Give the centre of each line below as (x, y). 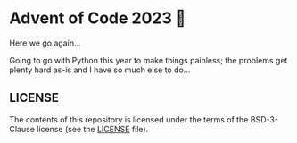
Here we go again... (45, 43)
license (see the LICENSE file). (93, 129)
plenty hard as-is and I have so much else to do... (100, 70)
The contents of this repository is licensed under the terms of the (129, 119)
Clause (22, 129)
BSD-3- (264, 119)
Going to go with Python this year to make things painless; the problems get (148, 60)
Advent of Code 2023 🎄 (98, 18)
